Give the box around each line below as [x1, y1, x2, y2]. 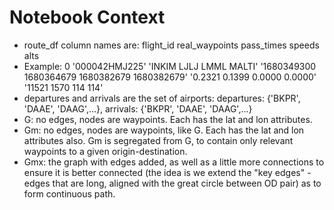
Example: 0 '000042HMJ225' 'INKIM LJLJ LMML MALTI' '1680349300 [23, 60, 317, 72]
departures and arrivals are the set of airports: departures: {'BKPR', [23, 92, 301, 104]
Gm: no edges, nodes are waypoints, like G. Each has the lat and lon [23, 124, 305, 136]
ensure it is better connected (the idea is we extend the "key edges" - [23, 166, 312, 178]
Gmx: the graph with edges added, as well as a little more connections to [23, 156, 325, 168]
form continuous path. [23, 187, 116, 200]
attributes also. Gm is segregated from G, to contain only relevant [23, 134, 294, 146]
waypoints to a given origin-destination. [23, 145, 188, 157]
